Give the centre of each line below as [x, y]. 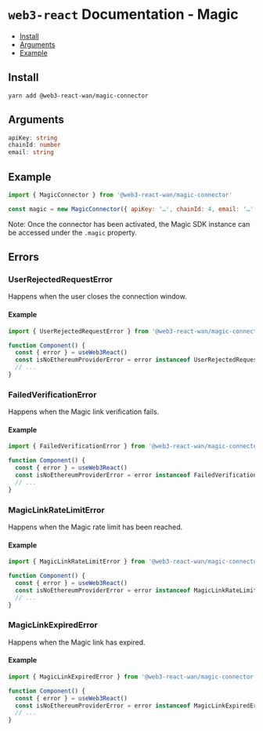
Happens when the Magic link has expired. [77, 642]
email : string [31, 152]
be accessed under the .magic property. [72, 232]
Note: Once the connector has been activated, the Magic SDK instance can [129, 224]
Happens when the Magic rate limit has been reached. [95, 527]
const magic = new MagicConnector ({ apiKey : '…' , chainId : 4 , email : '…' [131, 209]
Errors [23, 257]
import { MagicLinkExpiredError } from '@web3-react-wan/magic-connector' [133, 677]
